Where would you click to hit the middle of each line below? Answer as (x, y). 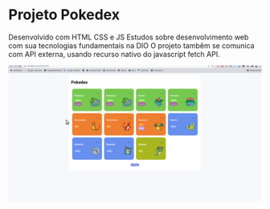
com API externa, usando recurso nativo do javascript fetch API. (114, 54)
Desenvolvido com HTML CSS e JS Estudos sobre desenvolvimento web (129, 37)
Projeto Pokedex (64, 15)
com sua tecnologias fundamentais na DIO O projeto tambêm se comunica (131, 45)
